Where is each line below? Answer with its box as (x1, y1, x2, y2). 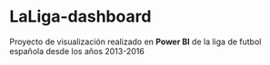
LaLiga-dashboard (9, 6, 152, 27)
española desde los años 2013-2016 (9, 45, 145, 56)
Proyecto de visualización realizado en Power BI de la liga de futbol (9, 36, 262, 47)
